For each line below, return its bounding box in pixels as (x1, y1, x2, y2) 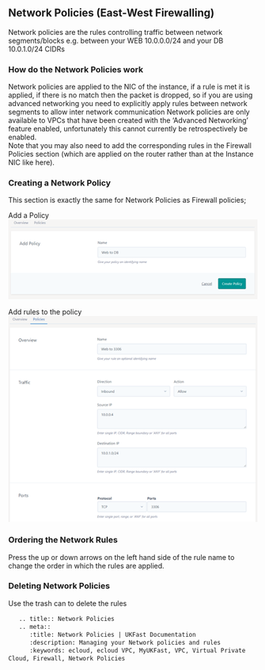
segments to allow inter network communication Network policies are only (8, 107, 251, 117)
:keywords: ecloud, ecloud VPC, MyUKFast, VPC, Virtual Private (28, 646, 246, 654)
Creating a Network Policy (8, 177, 112, 188)
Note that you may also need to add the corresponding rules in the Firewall (8, 141, 252, 150)
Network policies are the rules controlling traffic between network (8, 27, 223, 36)
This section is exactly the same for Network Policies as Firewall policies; (8, 196, 247, 205)
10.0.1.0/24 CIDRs (8, 44, 66, 54)
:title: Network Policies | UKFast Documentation (28, 630, 196, 638)
